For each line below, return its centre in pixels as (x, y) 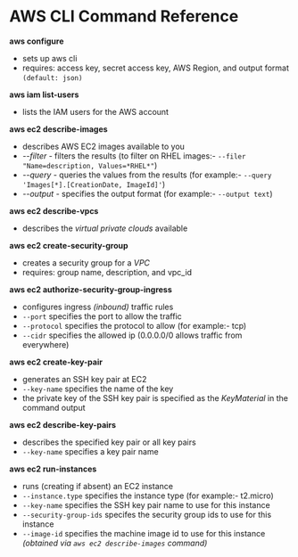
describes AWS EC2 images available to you (103, 146)
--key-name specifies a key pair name (90, 451)
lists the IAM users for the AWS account (95, 111)
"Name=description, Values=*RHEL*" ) (90, 165)
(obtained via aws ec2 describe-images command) (115, 543)
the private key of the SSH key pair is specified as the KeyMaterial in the (155, 397)
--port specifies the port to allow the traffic (102, 316)
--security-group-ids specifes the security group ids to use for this (147, 514)
